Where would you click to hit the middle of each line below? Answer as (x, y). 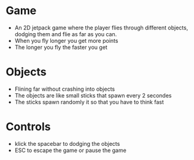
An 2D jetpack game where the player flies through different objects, (101, 28)
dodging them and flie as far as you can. (66, 34)
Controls (28, 127)
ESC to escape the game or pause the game (70, 150)
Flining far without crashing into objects (64, 89)
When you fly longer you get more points (66, 40)
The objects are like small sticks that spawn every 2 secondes (93, 95)
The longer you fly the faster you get (61, 47)
